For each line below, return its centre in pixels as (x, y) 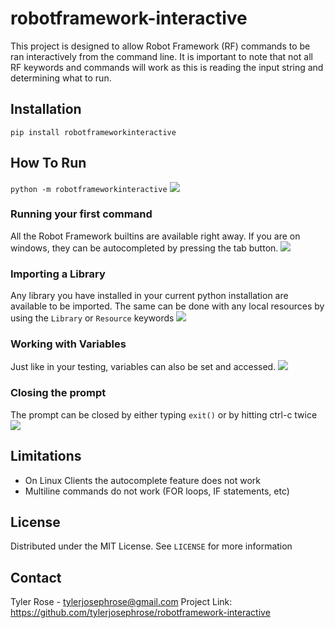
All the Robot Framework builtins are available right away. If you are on (155, 236)
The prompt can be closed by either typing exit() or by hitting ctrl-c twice (164, 414)
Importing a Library (58, 274)
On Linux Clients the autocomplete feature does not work (142, 480)
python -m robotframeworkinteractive (89, 189)
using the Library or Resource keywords (92, 318)
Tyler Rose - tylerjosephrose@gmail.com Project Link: (121, 602)
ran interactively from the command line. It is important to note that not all (161, 56)
